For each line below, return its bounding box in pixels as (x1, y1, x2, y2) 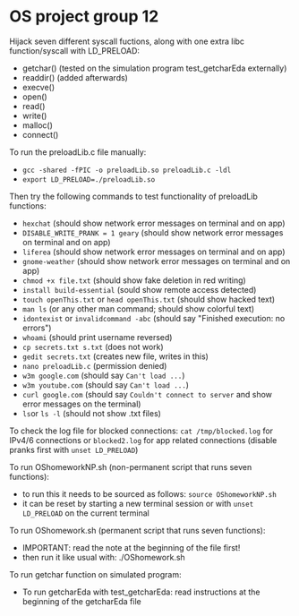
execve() (21, 81, 56, 92)
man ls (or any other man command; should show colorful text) (21, 303, 255, 314)
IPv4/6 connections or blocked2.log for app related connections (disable (9, 434, 278, 445)
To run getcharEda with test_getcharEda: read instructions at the (21, 586, 261, 597)
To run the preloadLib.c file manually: (9, 146, 147, 158)
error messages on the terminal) (21, 398, 141, 409)
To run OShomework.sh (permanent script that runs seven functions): (9, 525, 266, 535)
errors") (21, 322, 52, 333)
